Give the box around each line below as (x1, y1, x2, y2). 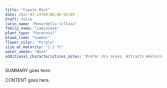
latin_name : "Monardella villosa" (5, 21, 77, 26)
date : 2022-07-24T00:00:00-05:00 (5, 12, 75, 17)
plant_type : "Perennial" (5, 30, 57, 35)
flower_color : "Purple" (5, 40, 55, 45)
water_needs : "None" (5, 49, 48, 54)
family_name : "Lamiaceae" (5, 26, 59, 31)
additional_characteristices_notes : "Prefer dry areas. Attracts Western (5, 53, 162, 59)
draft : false (5, 16, 32, 21)
